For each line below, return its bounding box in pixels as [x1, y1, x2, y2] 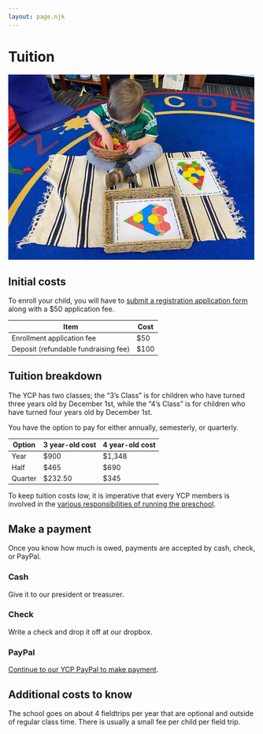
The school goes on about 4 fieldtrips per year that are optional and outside [8, 708, 254, 718]
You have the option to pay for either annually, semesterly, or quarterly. [8, 423, 239, 432]
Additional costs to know [8, 687, 132, 701]
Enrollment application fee [11, 333, 97, 343]
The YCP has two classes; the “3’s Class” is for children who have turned [8, 390, 246, 400]
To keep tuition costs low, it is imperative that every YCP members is [8, 491, 230, 501]
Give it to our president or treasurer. [8, 589, 124, 599]
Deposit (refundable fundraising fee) [11, 344, 130, 354]
